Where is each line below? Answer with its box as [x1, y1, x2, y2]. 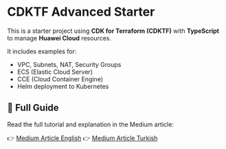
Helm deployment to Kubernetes [16, 82, 109, 90]
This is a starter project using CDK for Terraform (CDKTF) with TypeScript [7, 27, 220, 35]
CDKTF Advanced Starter [7, 4, 155, 20]
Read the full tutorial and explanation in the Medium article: [7, 120, 174, 128]
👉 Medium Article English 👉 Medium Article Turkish [7, 134, 158, 142]
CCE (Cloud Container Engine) [16, 74, 103, 83]
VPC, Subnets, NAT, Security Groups [16, 60, 122, 68]
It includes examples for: [7, 47, 77, 55]
